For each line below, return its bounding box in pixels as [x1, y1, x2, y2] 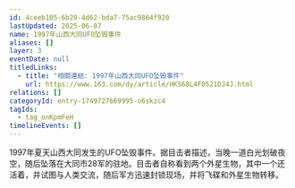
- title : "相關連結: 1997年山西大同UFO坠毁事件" [17, 72, 185, 81]
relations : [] [9, 88, 63, 97]
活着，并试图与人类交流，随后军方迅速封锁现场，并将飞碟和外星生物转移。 [9, 169, 283, 180]
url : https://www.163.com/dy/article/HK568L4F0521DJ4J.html [25, 80, 254, 89]
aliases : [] [9, 38, 54, 47]
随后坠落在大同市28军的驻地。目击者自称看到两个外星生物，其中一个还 [24, 158, 286, 168]
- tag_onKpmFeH [17, 113, 74, 122]
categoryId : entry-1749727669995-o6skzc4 [9, 96, 166, 106]
